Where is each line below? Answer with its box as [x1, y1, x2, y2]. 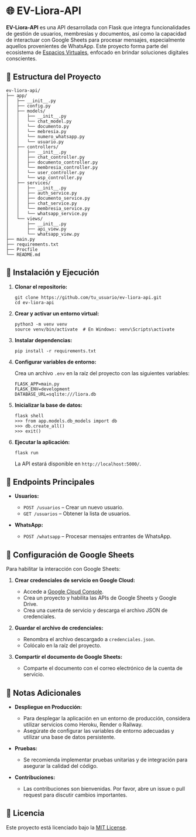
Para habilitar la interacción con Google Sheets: [6, 566, 121, 573]
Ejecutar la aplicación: [14, 438, 70, 445]
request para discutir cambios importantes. [23, 791, 128, 798]
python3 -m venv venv [14, 321, 67, 327]
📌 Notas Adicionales [6, 688, 81, 698]
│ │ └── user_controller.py [6, 169, 85, 175]
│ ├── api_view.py [6, 226, 67, 232]
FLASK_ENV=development [14, 386, 70, 392]
